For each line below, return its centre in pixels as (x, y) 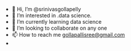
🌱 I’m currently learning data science (57, 22)
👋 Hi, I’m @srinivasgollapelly (46, 9)
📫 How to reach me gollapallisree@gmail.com (68, 35)
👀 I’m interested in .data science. (52, 15)
